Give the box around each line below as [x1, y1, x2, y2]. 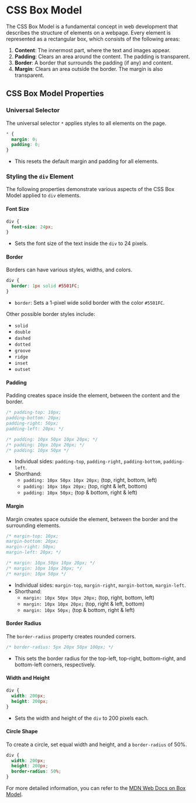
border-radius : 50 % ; [11, 768, 61, 774]
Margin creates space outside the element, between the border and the [6, 515, 178, 522]
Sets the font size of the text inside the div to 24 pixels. [14, 240, 148, 247]
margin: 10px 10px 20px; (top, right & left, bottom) [23, 600, 145, 607]
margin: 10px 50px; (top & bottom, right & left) [23, 606, 135, 613]
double [14, 329, 31, 335]
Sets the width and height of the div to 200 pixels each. [14, 714, 149, 722]
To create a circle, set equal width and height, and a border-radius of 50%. [6, 741, 187, 748]
